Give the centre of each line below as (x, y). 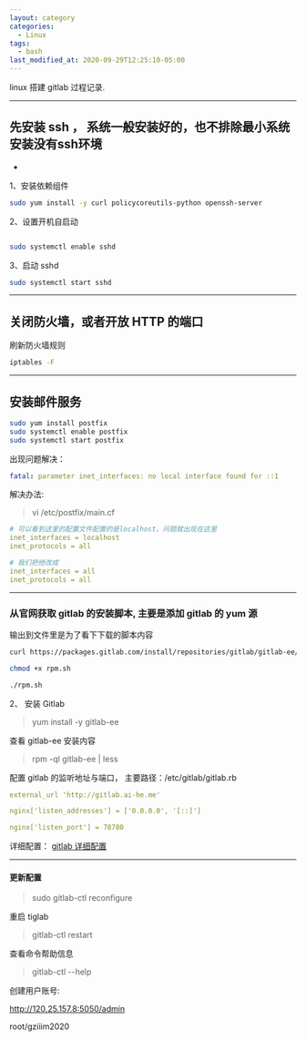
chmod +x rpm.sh (40, 668)
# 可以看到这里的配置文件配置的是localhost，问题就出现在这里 (113, 529)
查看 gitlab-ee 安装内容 (53, 740)
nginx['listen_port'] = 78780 (67, 828)
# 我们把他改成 (34, 563)
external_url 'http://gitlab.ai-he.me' (85, 795)
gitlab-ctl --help (61, 972)
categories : (32, 26)
